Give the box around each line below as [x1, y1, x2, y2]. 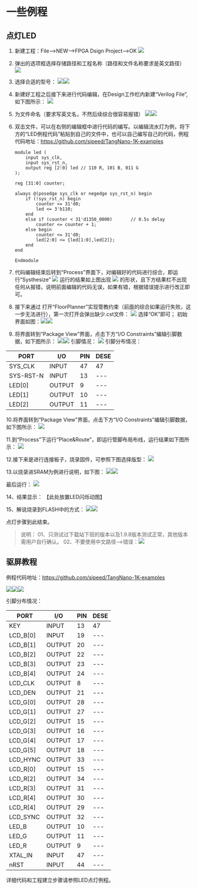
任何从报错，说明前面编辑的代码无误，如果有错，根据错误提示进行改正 [14, 284, 185, 290]
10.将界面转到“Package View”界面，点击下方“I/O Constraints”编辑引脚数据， [6, 416, 191, 423]
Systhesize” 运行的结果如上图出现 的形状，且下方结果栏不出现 [22, 276, 187, 283]
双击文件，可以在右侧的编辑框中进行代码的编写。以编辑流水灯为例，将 [14, 123, 185, 130]
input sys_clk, [25, 155, 63, 161]
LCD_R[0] [9, 765, 36, 773]
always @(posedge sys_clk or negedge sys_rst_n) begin [14, 191, 152, 197]
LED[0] [9, 381, 29, 389]
